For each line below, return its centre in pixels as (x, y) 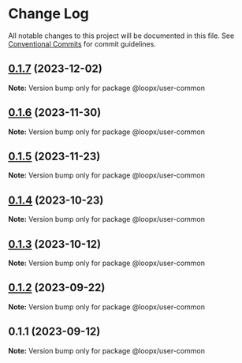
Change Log (48, 14)
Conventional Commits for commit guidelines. (82, 43)
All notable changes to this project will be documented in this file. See (121, 36)
